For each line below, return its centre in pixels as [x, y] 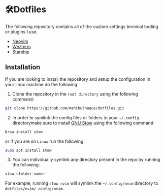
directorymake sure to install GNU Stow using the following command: [83, 123]
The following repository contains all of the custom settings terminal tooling [82, 26]
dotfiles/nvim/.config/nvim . [34, 189]
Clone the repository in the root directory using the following [75, 94]
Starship [21, 52]
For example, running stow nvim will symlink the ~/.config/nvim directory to [82, 183]
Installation [23, 67]
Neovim [20, 41]
